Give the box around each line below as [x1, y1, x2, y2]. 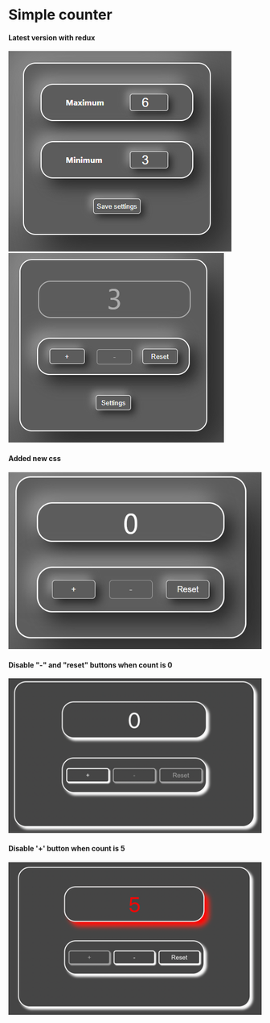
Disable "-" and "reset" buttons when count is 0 [8, 659, 173, 670]
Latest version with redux [8, 32, 96, 42]
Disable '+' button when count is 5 [8, 844, 125, 854]
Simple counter [8, 6, 112, 24]
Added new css [8, 453, 62, 463]
